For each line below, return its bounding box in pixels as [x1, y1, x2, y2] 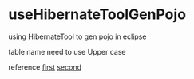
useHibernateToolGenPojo [8, 6, 186, 24]
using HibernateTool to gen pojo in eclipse [8, 32, 147, 41]
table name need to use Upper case [8, 47, 126, 56]
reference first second [8, 62, 82, 72]
